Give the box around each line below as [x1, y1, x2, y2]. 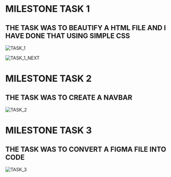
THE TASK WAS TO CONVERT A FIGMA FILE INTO [5, 145, 166, 153]
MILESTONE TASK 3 [5, 125, 92, 136]
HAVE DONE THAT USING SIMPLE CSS [5, 31, 130, 40]
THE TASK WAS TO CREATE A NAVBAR [5, 93, 132, 102]
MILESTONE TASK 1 [5, 3, 90, 15]
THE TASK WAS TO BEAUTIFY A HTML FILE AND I [5, 24, 166, 32]
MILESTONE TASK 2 [5, 73, 92, 84]
